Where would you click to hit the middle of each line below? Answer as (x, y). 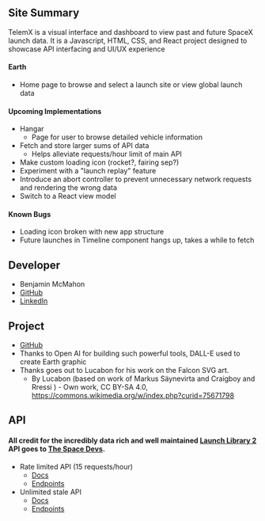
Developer (34, 265)
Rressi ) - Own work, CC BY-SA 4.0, (90, 387)
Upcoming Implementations (55, 111)
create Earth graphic (53, 362)
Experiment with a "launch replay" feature (88, 171)
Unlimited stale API (50, 492)
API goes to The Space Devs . (57, 449)
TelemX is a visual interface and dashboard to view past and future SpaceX (131, 32)
